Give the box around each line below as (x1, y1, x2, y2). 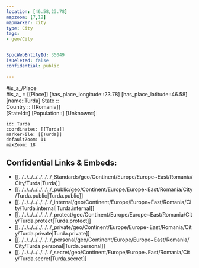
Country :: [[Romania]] (6, 103, 61, 110)
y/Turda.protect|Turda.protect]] (14, 217, 91, 225)
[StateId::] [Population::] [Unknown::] (6, 109, 96, 117)
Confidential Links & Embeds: (6, 158, 117, 168)
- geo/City (6, 36, 33, 42)
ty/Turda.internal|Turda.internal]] (14, 205, 95, 212)
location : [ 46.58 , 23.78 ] (6, 8, 68, 15)
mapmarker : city (6, 20, 46, 25)
